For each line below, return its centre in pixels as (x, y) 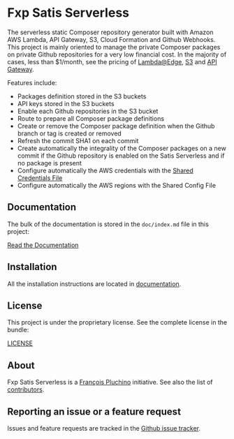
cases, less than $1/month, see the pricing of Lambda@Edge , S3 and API (112, 61)
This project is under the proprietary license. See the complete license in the (117, 322)
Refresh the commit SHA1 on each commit (78, 140)
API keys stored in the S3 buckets (66, 103)
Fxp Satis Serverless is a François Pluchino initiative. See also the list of (110, 382)
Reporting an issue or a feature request (94, 411)
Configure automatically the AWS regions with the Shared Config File (117, 185)
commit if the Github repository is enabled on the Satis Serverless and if (121, 156)
